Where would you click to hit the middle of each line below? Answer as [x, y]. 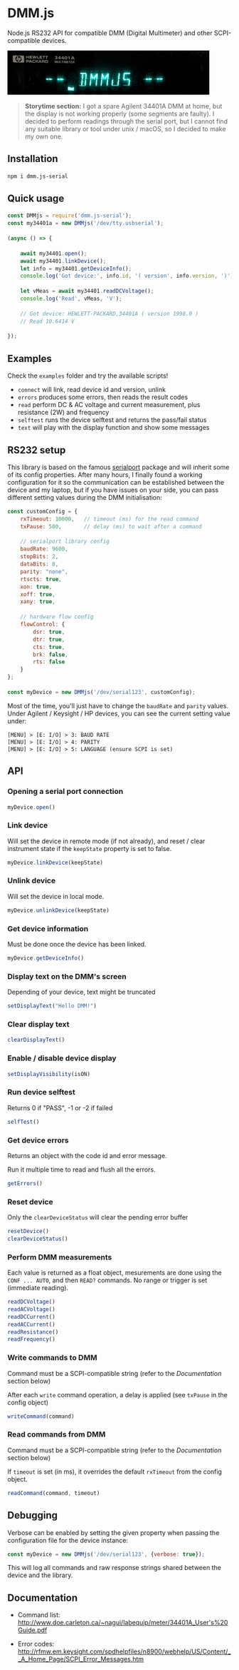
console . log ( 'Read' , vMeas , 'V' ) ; [71, 299]
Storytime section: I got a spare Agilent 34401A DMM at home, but [123, 106]
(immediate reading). [38, 1288]
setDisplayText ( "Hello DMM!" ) [52, 1006]
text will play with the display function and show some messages [113, 428]
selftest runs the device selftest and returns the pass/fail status [112, 420]
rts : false [49, 662]
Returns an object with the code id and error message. [87, 1155]
